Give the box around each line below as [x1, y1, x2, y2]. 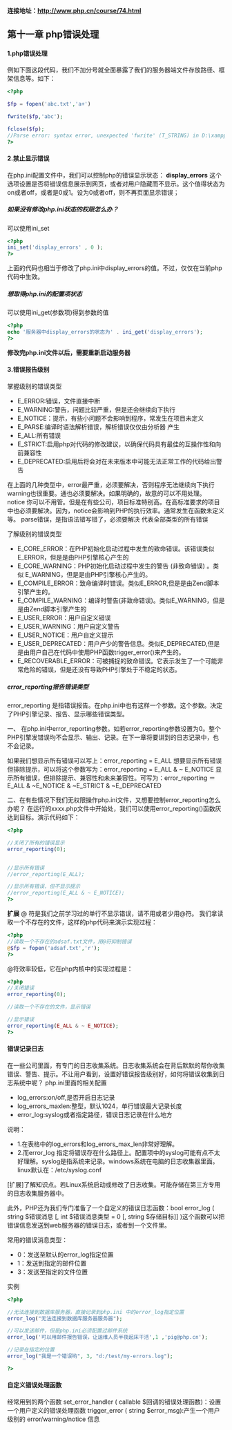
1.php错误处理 [7, 49, 48, 57]
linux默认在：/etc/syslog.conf [17, 1165, 102, 1174]
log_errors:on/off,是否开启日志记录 [17, 1093, 115, 1101]
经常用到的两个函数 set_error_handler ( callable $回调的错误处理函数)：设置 [7, 1398, 222, 1406]
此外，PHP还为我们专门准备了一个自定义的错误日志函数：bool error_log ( [7, 1203, 215, 1212]
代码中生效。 [7, 273, 43, 281]
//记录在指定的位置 [7, 1346, 55, 1353]
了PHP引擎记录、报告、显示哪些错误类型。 [7, 710, 129, 718]
